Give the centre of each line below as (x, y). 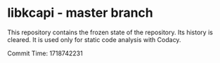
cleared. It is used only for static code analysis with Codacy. (94, 39)
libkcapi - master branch (80, 13)
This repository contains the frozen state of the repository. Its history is (110, 32)
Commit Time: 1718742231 (45, 53)
